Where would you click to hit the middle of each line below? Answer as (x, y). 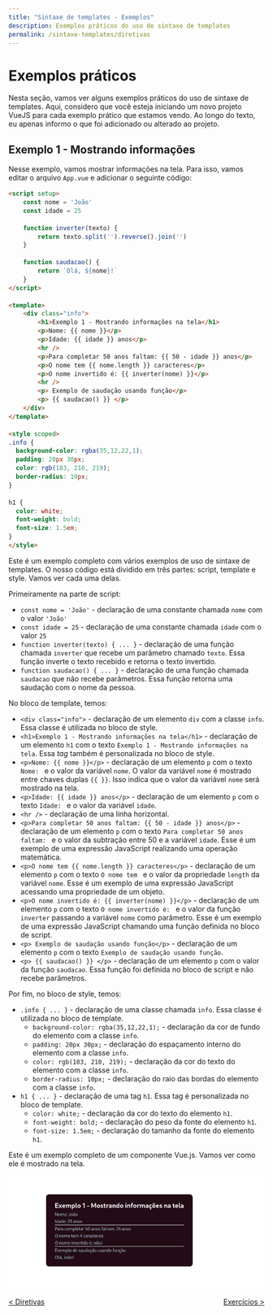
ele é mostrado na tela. (47, 1164)
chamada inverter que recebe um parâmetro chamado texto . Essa (132, 653)
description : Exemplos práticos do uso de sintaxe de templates (119, 26)
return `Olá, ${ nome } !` (78, 271)
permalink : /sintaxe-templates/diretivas (80, 34)
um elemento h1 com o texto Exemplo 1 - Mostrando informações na (134, 745)
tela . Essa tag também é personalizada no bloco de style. (117, 753)
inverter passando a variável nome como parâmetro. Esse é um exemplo (141, 917)
